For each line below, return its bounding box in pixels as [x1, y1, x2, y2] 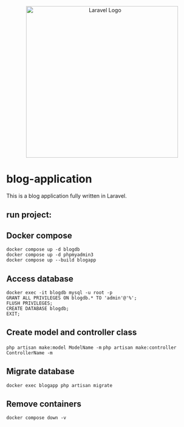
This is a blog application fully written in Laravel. [6, 192, 128, 200]
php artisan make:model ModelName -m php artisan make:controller [6, 345, 177, 351]
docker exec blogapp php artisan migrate [6, 382, 113, 388]
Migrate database [6, 366, 75, 377]
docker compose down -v [6, 415, 67, 421]
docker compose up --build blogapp [6, 257, 97, 263]
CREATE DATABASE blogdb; [6, 305, 69, 312]
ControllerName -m [6, 349, 53, 356]
